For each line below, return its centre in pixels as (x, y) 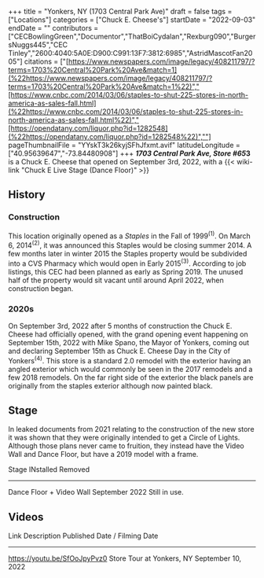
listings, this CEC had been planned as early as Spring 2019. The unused (126, 271)
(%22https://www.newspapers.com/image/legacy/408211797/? (110, 78)
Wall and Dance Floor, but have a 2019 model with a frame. (103, 455)
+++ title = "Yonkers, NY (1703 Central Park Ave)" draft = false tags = (120, 11)
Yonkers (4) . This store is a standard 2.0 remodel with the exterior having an (130, 359)
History (27, 195)
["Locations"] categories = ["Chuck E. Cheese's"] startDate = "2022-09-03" (132, 20)
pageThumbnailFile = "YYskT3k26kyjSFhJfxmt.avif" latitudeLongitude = (125, 145)
